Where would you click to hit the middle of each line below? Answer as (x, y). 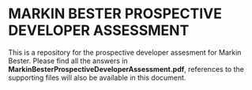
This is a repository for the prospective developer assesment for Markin (125, 52)
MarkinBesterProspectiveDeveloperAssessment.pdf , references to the (126, 69)
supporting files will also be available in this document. (97, 77)
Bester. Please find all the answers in (68, 61)
